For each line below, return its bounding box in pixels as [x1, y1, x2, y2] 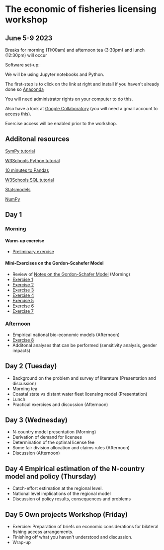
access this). [5, 111, 31, 117]
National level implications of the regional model [12, 490, 111, 497]
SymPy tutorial [5, 148, 35, 154]
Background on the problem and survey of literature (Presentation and [12, 375, 157, 381]
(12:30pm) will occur [5, 52, 47, 58]
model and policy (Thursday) [5, 472, 97, 481]
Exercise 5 [12, 297, 34, 303]
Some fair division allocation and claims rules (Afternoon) [12, 445, 130, 451]
